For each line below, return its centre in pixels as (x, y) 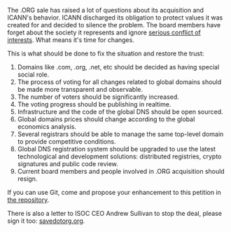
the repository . (28, 200)
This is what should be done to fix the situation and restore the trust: (106, 53)
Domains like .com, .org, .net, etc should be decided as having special (118, 67)
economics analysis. (47, 127)
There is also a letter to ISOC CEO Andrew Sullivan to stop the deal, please (115, 213)
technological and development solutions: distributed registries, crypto (119, 156)
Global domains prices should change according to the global (106, 119)
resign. (27, 179)
